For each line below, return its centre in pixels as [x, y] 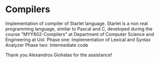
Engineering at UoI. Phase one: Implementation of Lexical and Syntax [78, 40]
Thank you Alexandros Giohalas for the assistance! [59, 55]
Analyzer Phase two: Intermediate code [47, 45]
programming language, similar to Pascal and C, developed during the [79, 28]
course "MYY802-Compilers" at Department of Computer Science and [80, 34]
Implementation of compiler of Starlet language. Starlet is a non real [77, 23]
